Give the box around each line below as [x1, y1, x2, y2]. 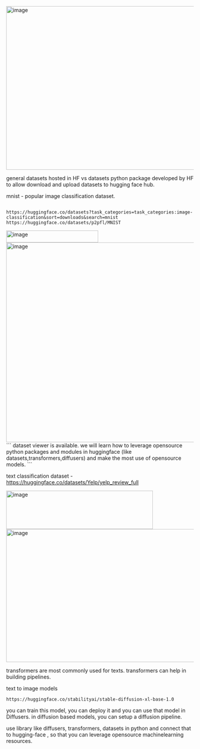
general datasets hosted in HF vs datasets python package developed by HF [6, 175, 194, 181]
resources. [6, 738, 33, 744]
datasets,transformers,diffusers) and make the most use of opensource [6, 454, 182, 462]
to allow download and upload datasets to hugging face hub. [6, 181, 155, 188]
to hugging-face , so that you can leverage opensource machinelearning [6, 731, 184, 738]
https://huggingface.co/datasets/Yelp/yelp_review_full [6, 479, 139, 485]
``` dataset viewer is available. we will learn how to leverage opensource [6, 442, 183, 449]
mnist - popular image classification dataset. [6, 193, 115, 199]
